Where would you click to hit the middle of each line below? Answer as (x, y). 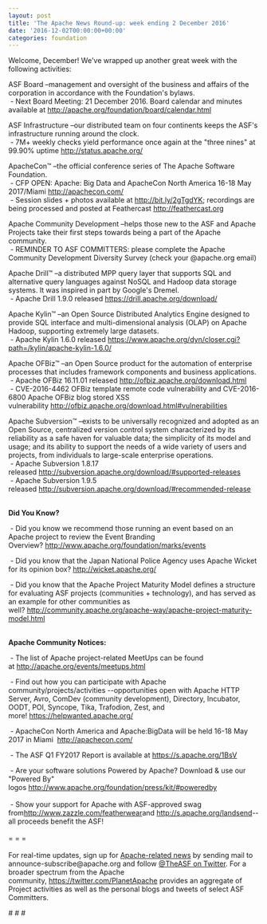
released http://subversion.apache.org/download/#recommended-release (130, 489)
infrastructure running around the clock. (74, 134)
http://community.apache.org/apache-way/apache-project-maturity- (139, 610)
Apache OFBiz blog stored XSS (79, 397)
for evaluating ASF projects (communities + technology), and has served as (132, 593)
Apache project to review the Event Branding (82, 537)
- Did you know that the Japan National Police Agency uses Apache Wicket (133, 561)
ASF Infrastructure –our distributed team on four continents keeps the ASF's (133, 125)
